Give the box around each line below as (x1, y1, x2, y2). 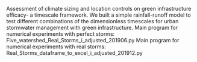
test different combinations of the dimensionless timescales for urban (6, 18, 179, 24)
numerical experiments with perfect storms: (6, 30, 115, 38)
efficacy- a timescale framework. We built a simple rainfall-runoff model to (6, 11, 191, 18)
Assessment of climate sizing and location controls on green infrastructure (6, 5, 192, 12)
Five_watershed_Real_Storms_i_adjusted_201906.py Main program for (6, 37, 180, 44)
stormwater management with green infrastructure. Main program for (6, 24, 178, 31)
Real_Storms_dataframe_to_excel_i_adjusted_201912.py (6, 49, 143, 56)
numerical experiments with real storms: (6, 43, 107, 50)
